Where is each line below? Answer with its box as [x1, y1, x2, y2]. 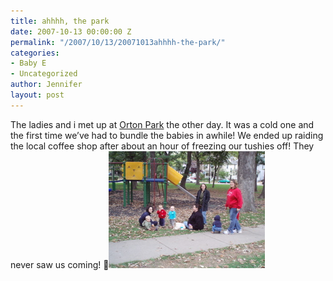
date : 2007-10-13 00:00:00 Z [10, 26, 132, 37]
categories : [10, 48, 60, 58]
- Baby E [10, 58, 47, 69]
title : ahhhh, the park [10, 16, 110, 26]
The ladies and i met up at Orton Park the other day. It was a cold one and [10, 118, 315, 130]
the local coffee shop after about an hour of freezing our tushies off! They [10, 140, 315, 152]
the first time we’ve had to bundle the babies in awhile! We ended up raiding [10, 129, 324, 141]
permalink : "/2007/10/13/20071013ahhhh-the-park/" [10, 37, 226, 47]
